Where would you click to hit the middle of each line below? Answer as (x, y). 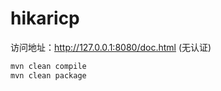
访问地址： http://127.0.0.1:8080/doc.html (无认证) (111, 47)
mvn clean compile (48, 66)
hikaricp (45, 18)
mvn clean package (48, 75)
